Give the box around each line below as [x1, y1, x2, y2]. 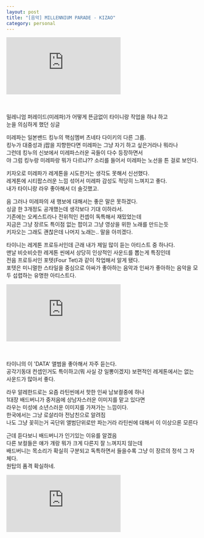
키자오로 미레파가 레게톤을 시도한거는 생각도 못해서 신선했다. [6, 170, 150, 177]
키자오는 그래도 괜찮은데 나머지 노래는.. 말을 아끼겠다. [6, 228, 133, 235]
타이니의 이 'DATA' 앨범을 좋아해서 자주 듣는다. [6, 360, 117, 368]
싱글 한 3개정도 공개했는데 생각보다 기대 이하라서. [6, 206, 124, 213]
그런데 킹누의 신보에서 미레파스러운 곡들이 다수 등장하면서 [6, 149, 143, 156]
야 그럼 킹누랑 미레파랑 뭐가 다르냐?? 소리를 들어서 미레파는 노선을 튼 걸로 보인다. [6, 157, 199, 164]
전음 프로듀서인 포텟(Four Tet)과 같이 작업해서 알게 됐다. [6, 257, 140, 264]
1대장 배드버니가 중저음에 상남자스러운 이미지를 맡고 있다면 [6, 396, 146, 403]
